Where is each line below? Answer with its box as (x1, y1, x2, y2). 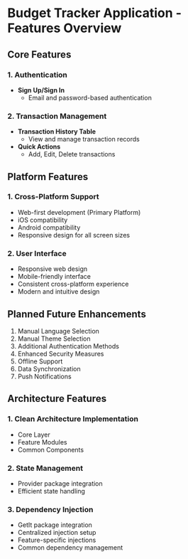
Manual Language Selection (17, 326, 99, 335)
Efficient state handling (17, 486, 85, 495)
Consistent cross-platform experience (17, 279, 129, 289)
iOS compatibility (17, 215, 68, 224)
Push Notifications (17, 372, 72, 380)
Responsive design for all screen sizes (17, 230, 130, 239)
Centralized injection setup (17, 528, 96, 537)
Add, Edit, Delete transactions (28, 150, 116, 159)
